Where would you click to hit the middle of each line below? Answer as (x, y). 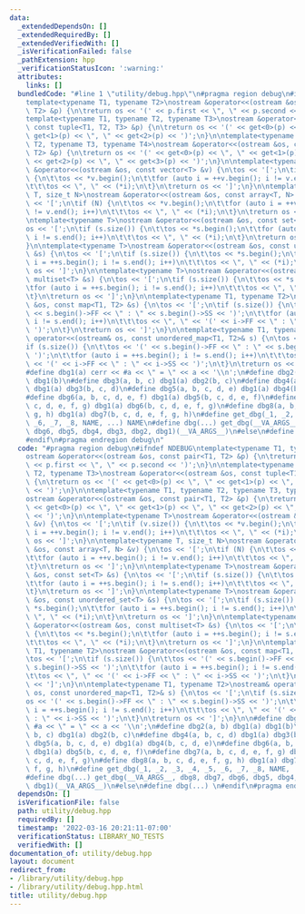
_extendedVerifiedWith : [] (69, 43)
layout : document (42, 862)
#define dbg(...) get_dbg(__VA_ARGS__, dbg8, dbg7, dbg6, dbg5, (150, 777)
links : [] (44, 85)
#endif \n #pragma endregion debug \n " (95, 440)
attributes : (40, 77)
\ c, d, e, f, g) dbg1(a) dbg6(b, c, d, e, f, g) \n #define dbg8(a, (156, 406)
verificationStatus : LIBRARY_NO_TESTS (91, 836)
